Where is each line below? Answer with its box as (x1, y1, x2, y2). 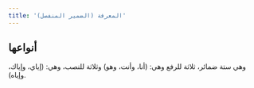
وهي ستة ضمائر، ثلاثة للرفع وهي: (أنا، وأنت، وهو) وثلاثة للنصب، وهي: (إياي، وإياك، (8, 62, 247, 71)
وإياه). (8, 71, 26, 80)
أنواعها (8, 41, 37, 55)
